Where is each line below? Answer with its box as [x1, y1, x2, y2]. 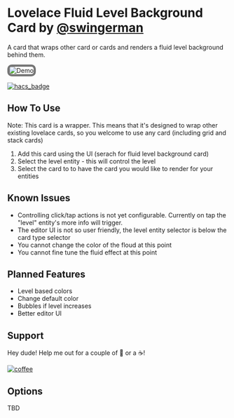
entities [17, 172, 39, 180]
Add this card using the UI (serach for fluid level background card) [17, 149, 209, 158]
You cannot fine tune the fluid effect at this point [17, 248, 158, 257]
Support [7, 330, 44, 342]
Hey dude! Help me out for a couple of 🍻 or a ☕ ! [7, 349, 146, 357]
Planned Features [7, 268, 86, 280]
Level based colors [17, 287, 73, 295]
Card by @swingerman [7, 20, 144, 36]
